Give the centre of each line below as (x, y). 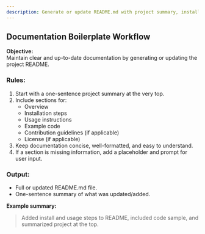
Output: (18, 174)
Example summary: (31, 206)
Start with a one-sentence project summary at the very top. (90, 93)
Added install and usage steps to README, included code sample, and (110, 218)
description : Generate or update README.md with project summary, (92, 12)
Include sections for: (41, 100)
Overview (36, 106)
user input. (29, 158)
